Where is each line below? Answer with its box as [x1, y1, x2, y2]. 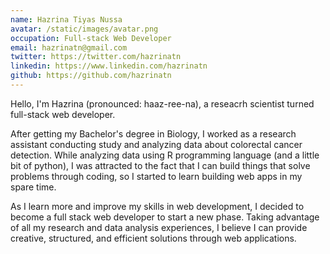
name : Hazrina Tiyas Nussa [10, 14, 123, 25]
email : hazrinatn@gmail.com [10, 42, 128, 53]
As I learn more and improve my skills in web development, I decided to [10, 200, 305, 212]
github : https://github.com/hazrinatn [10, 71, 172, 81]
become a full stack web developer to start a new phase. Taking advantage [10, 211, 320, 223]
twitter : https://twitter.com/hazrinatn [10, 52, 182, 62]
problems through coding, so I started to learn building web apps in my [10, 170, 303, 182]
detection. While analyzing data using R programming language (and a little [10, 149, 320, 161]
